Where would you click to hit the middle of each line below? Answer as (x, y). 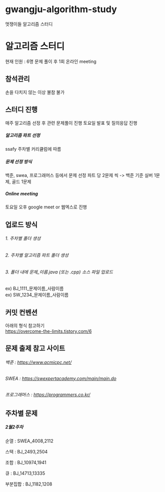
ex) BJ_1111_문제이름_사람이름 (35, 289)
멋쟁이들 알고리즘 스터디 (29, 24)
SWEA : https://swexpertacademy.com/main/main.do (61, 378)
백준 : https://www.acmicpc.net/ (38, 362)
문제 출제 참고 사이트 (35, 348)
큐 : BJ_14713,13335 (25, 473)
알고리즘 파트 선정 (23, 135)
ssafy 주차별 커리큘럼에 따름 (33, 149)
